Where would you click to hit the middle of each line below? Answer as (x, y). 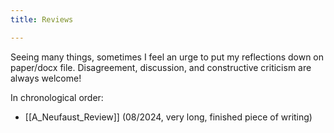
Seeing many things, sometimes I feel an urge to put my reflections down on (167, 57)
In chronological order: (57, 97)
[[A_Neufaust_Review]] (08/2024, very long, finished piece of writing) (168, 117)
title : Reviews (42, 19)
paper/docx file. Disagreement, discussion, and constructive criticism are (161, 67)
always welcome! (46, 78)
